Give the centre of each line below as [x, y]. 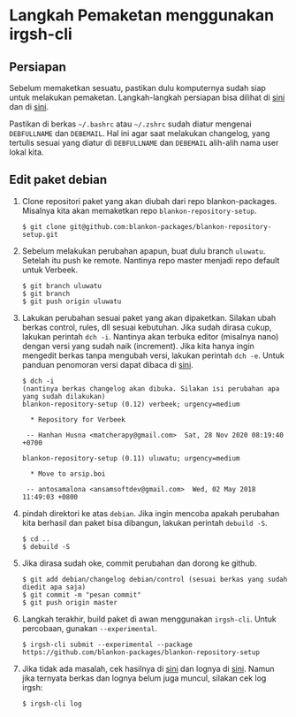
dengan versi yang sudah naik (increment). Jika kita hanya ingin [138, 346]
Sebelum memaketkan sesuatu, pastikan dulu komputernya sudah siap [138, 88]
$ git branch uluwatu [61, 286]
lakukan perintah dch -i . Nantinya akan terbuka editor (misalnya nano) [150, 336]
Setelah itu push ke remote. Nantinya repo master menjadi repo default [151, 260]
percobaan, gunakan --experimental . [89, 628]
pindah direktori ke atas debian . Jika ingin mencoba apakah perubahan [151, 513]
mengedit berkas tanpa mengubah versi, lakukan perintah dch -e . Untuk [153, 355]
